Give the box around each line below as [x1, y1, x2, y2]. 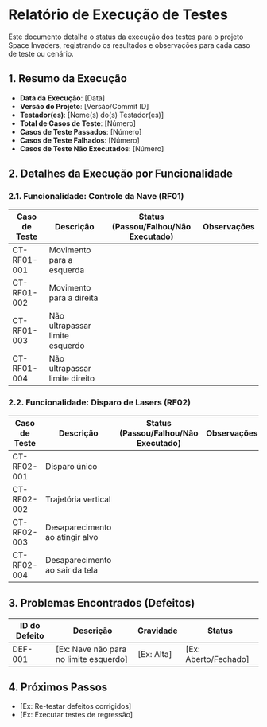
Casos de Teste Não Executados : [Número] [19, 143, 164, 153]
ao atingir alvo [44, 531, 99, 542]
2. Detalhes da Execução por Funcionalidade [8, 167, 233, 181]
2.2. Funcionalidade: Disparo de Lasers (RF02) [8, 397, 192, 408]
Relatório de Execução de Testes [8, 6, 228, 24]
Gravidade [137, 625, 178, 636]
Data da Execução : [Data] [19, 93, 106, 103]
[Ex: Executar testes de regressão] [19, 710, 133, 720]
